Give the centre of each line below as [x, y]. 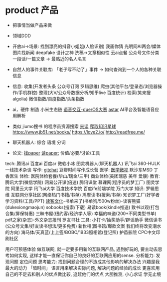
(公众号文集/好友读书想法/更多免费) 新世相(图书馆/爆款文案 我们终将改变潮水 [83, 226]
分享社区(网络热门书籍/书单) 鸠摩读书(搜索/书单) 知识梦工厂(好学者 [92, 194]
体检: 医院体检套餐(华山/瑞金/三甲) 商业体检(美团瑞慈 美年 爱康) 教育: [90, 176]
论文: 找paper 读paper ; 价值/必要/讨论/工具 [56, 152]
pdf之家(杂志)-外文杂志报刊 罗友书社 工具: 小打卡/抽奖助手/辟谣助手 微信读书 [83, 219]
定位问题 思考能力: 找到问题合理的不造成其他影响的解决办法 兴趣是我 [89, 261]
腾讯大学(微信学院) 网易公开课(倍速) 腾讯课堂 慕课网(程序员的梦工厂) [75, 182]
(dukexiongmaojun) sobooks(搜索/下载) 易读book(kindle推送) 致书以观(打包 [82, 207]
